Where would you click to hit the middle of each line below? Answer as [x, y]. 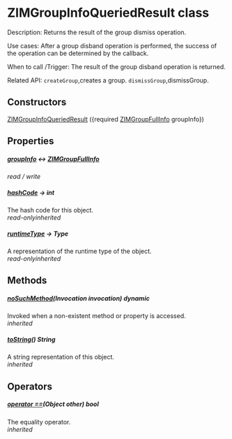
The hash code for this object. [51, 210]
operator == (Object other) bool [53, 404]
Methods [27, 281]
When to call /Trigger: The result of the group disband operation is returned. [117, 66]
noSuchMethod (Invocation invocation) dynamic [78, 298]
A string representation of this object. [61, 357]
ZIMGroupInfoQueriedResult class [108, 13]
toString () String [31, 339]
